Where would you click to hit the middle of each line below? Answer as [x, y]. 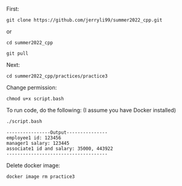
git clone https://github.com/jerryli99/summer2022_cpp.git [85, 20]
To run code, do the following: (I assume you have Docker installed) [91, 110]
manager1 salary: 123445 [38, 143]
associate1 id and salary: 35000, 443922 [60, 149]
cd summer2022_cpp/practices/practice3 [57, 76]
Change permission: [32, 87]
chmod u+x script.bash [35, 99]
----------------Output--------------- [57, 132]
